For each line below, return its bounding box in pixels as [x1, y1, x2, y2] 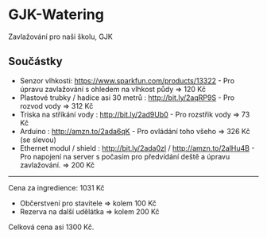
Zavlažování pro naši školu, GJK [8, 32, 113, 41]
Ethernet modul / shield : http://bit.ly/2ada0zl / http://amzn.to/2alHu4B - [19, 143, 255, 152]
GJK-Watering [8, 6, 105, 24]
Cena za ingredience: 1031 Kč [8, 182, 105, 192]
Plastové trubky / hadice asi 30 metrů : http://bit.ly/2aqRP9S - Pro [19, 93, 235, 102]
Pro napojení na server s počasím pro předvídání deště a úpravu [19, 152, 230, 161]
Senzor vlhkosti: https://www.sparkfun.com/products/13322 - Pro [19, 75, 235, 85]
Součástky [8, 55, 63, 68]
